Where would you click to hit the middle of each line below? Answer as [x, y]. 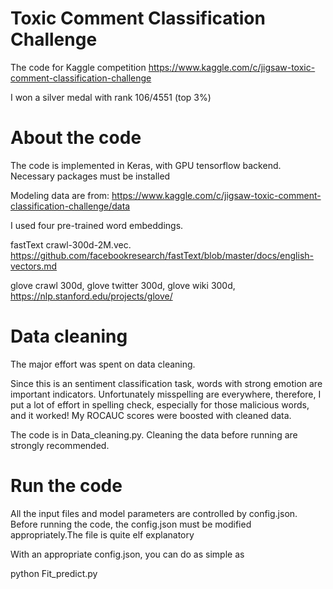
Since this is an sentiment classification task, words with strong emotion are [166, 383]
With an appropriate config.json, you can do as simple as [127, 554]
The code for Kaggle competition [78, 67]
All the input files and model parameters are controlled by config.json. [154, 513]
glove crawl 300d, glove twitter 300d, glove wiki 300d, [123, 285]
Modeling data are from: [60, 195]
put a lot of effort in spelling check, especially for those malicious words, [160, 404]
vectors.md [34, 266]
